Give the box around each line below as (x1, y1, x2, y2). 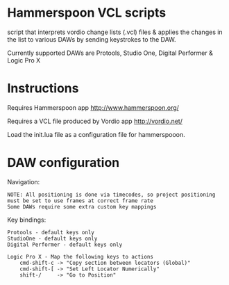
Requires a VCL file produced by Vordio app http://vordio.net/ (7, 117, 183, 125)
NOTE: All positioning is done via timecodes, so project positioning (7, 191, 216, 198)
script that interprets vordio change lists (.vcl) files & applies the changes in (7, 28, 223, 36)
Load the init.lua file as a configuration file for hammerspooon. (7, 130, 185, 138)
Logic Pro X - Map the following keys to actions (7, 253, 154, 260)
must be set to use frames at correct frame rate (7, 197, 154, 204)
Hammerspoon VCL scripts (7, 5, 167, 21)
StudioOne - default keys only (7, 235, 98, 242)
